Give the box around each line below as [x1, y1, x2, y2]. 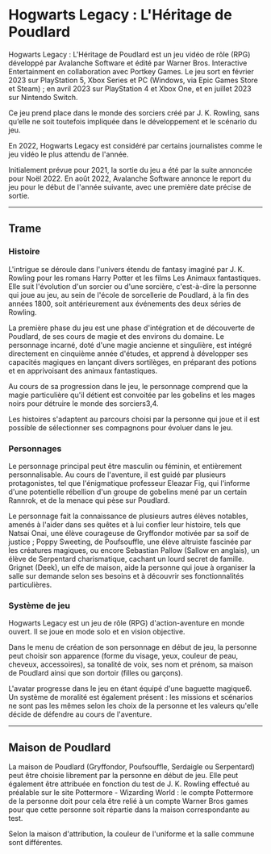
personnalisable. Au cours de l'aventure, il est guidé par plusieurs [8, 470, 227, 479]
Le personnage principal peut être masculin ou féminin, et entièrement [8, 461, 242, 471]
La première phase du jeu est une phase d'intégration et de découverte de [8, 323, 256, 333]
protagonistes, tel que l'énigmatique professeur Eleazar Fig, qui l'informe [8, 478, 251, 488]
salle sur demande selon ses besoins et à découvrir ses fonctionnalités [8, 571, 244, 580]
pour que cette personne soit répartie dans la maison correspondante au [8, 805, 250, 814]
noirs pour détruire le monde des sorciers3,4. [8, 398, 159, 408]
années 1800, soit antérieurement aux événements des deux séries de [8, 299, 242, 308]
